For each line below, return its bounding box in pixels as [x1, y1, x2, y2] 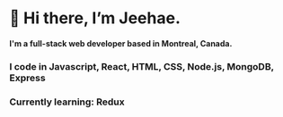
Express [9, 71, 47, 84]
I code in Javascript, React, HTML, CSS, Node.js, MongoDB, [9, 60, 274, 72]
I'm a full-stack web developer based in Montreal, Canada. [9, 38, 233, 48]
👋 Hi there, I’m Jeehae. [9, 8, 181, 29]
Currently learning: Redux [9, 96, 125, 108]
